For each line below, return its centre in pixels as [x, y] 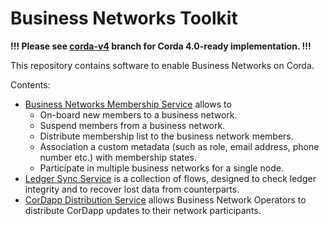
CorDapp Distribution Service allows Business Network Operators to [165, 199]
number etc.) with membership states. [118, 157]
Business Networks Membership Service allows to [128, 104]
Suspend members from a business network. [132, 125]
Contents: [30, 84]
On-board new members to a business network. [138, 114]
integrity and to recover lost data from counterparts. [132, 189]
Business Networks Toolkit [124, 18]
